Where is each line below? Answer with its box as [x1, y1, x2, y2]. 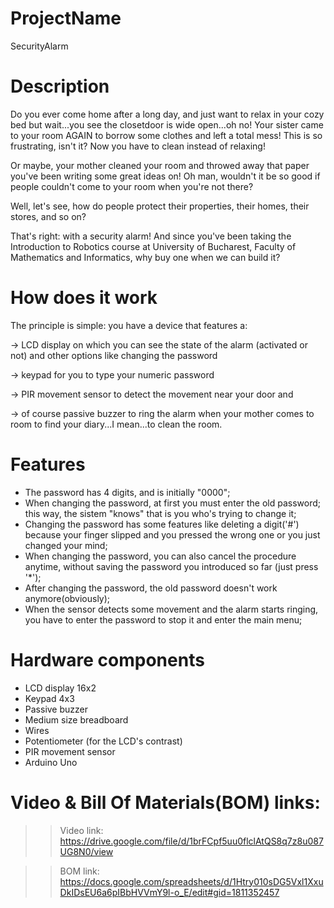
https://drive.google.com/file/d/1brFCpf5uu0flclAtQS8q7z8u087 [59, 835, 324, 847]
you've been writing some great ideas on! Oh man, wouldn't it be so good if [10, 170, 321, 182]
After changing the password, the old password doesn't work [24, 582, 278, 594]
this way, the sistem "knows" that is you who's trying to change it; [24, 507, 297, 519]
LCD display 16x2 [24, 682, 97, 694]
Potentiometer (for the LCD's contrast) [24, 735, 183, 747]
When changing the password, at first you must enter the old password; [24, 497, 321, 509]
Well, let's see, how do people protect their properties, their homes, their [10, 200, 310, 212]
